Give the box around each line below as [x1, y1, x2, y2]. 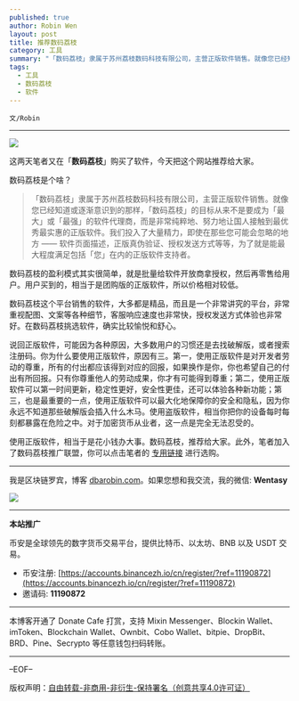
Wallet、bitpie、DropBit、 [175, 626, 271, 637]
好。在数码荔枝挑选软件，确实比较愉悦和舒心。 [9, 320, 181, 330]
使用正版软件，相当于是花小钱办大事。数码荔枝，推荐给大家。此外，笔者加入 [9, 436, 290, 446]
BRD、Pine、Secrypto [9, 638, 91, 648]
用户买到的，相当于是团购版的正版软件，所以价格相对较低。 [24, 279, 243, 289]
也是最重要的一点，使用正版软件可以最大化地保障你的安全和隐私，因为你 [24, 395, 290, 405]
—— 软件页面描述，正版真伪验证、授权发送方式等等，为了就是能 [41, 238, 278, 249]
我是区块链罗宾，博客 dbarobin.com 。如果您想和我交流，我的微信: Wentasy [9, 474, 287, 485]
